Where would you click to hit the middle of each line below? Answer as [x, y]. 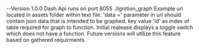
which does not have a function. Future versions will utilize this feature [93, 34]
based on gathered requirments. [46, 40]
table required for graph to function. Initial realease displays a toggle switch [100, 27]
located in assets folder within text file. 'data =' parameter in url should [94, 15]
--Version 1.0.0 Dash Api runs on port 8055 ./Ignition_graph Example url [95, 9]
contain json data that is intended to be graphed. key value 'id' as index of [98, 21]
